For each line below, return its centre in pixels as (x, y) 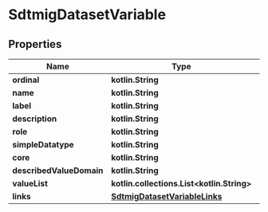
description (35, 119)
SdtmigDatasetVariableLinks (167, 196)
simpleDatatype (43, 145)
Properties (35, 44)
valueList (30, 183)
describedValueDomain (58, 171)
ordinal (26, 80)
